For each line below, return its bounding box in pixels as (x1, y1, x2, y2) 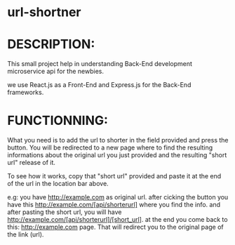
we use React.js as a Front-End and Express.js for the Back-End (7, 81, 192, 89)
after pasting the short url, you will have (7, 208, 122, 216)
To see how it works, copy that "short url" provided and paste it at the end (7, 172, 222, 180)
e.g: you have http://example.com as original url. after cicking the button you (7, 193, 229, 201)
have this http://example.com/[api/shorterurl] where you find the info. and (7, 201, 221, 209)
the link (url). (7, 230, 44, 239)
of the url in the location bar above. (7, 180, 109, 188)
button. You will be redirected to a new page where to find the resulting (7, 143, 213, 152)
